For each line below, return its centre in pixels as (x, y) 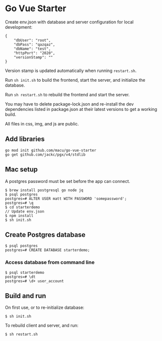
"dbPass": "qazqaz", (34, 44)
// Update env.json (25, 211)
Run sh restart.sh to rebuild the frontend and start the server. (67, 94)
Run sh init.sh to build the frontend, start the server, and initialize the (75, 80)
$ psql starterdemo (25, 272)
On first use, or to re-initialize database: (45, 307)
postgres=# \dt (20, 277)
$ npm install (19, 215)
